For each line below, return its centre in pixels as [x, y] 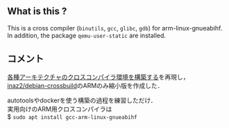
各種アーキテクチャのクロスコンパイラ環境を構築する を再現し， [98, 77]
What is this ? [37, 11]
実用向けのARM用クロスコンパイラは [60, 109]
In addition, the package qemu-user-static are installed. [87, 35]
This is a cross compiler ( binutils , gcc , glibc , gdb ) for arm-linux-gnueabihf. [115, 28]
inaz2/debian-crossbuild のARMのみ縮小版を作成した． [85, 85]
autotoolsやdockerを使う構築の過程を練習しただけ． [82, 100]
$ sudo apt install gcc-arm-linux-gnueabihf [72, 116]
